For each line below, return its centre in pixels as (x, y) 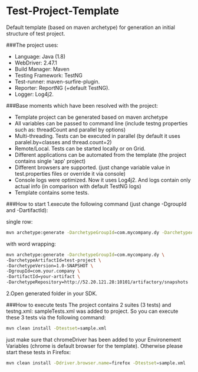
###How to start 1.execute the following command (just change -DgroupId (96, 204)
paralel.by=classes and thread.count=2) (63, 142)
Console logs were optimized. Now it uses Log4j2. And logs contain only (103, 180)
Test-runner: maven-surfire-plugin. (57, 82)
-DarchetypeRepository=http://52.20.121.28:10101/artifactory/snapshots (97, 282)
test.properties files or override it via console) (70, 173)
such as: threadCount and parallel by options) (70, 130)
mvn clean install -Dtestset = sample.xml (57, 329)
